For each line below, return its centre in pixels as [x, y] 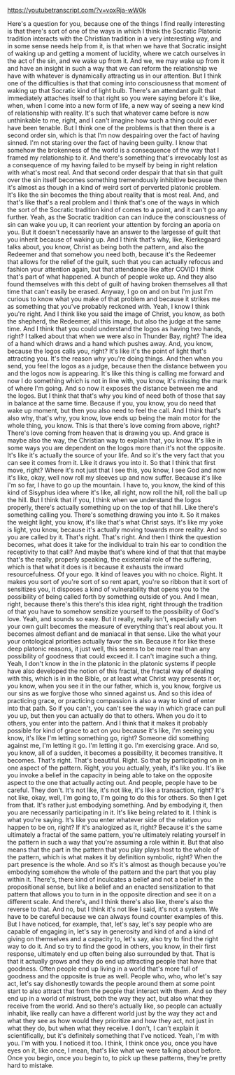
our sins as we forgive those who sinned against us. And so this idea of [110, 693]
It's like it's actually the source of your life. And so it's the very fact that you [116, 455]
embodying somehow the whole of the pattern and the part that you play [112, 872]
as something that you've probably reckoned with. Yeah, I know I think [108, 306]
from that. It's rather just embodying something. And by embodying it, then [115, 805]
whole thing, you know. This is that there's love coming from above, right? [114, 425]
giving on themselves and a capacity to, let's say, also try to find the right [113, 939]
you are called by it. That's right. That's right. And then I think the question [114, 537]
